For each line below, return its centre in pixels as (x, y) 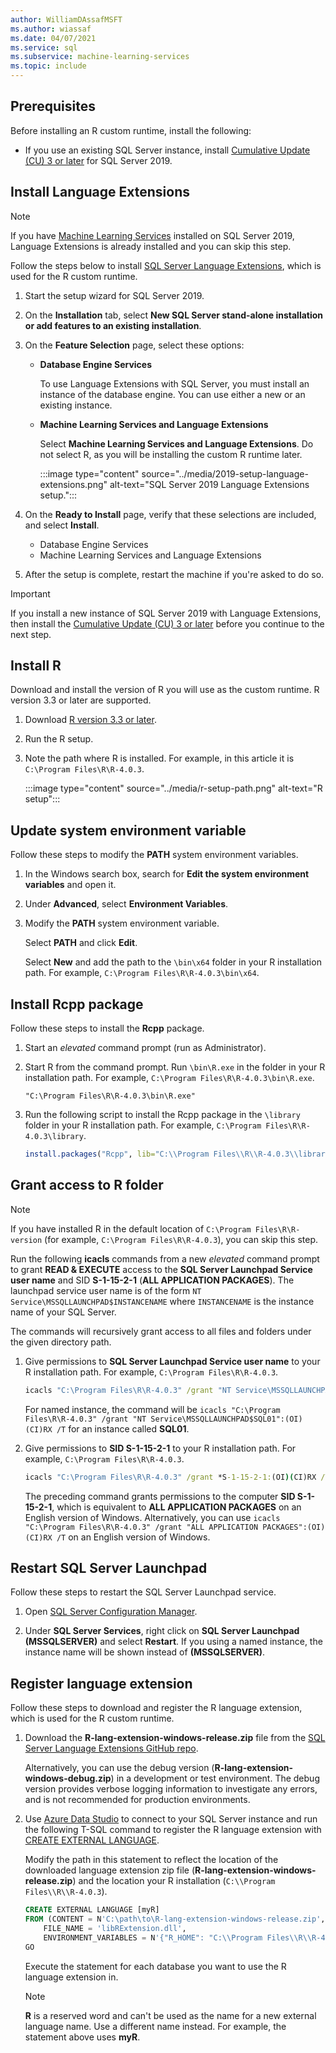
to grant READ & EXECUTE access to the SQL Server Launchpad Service (161, 1269)
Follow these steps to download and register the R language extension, (156, 1708)
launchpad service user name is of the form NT (106, 1290)
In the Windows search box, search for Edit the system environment (167, 874)
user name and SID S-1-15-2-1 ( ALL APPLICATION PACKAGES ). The (152, 1280)
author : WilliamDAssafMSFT (66, 19)
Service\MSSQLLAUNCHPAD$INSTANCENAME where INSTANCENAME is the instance (162, 1301)
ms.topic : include (48, 66)
